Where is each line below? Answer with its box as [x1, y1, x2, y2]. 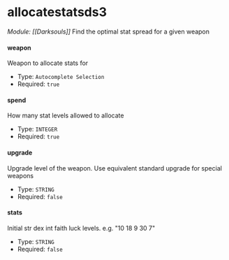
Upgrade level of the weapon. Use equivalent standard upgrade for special [7, 164, 222, 172]
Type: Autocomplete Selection [17, 73, 105, 81]
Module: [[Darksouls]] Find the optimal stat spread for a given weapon [7, 27, 210, 36]
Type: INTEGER [17, 125, 58, 133]
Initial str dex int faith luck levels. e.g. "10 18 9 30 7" [7, 224, 156, 232]
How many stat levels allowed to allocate [7, 111, 124, 120]
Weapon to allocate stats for [7, 59, 89, 67]
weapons [7, 171, 34, 180]
